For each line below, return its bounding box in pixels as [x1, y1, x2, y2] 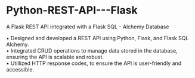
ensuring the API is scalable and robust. [6, 53, 104, 60]
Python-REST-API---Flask [6, 4, 138, 17]
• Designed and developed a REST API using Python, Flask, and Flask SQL [6, 34, 189, 41]
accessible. [6, 66, 35, 73]
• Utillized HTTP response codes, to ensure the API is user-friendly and [6, 60, 182, 67]
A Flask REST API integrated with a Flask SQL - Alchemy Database [6, 23, 169, 30]
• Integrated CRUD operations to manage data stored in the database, [6, 47, 178, 54]
